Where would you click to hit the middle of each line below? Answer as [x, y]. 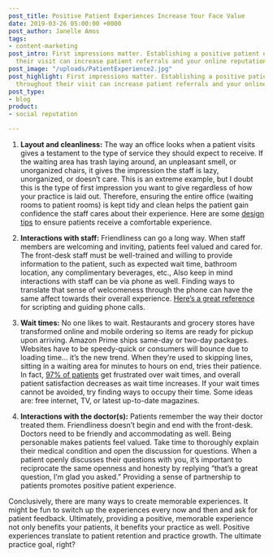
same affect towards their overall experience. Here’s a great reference [137, 298]
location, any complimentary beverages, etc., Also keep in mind [126, 272]
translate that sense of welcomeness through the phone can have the [136, 290]
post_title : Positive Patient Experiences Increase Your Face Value [127, 16]
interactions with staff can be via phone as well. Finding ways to [128, 281]
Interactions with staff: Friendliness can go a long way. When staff [132, 238]
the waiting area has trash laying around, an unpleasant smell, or [128, 162]
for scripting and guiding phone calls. [83, 307]
